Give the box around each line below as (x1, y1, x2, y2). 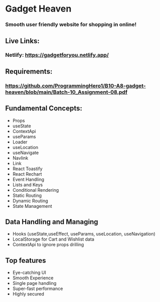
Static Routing (12, 192, 42, 198)
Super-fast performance (12, 285, 63, 292)
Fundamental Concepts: (5, 104, 83, 113)
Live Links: (5, 36, 40, 45)
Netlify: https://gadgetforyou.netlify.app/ (5, 51, 109, 58)
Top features (5, 256, 46, 265)
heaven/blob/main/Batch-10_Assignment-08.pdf (5, 89, 128, 96)
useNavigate (12, 149, 39, 156)
